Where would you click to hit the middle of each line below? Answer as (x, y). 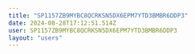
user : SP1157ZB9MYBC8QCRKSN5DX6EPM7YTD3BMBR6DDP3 (93, 30)
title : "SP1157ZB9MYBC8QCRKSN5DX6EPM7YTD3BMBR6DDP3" (98, 15)
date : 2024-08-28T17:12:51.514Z (62, 23)
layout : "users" (35, 38)
